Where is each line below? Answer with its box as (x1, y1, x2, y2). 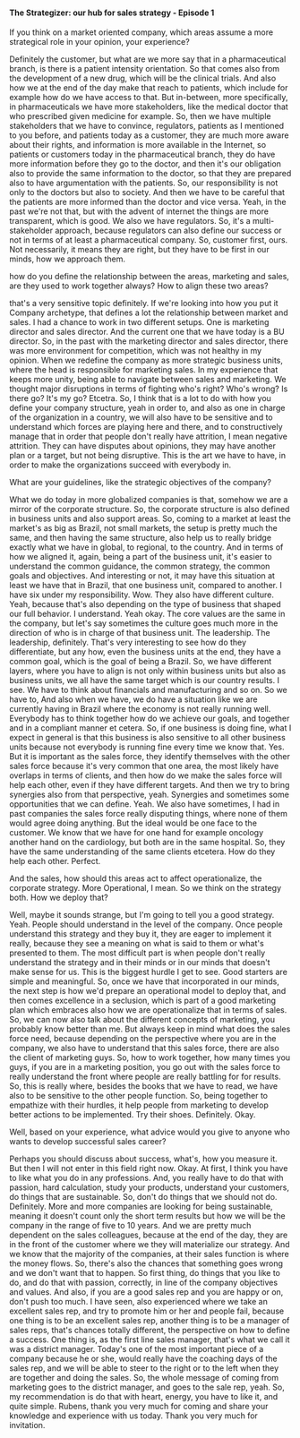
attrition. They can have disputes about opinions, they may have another (9, 441, 276, 451)
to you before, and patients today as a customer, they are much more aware (9, 130, 289, 141)
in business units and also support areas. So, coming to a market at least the (9, 513, 291, 524)
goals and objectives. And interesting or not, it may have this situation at (9, 570, 276, 581)
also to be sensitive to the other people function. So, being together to (9, 1091, 269, 1101)
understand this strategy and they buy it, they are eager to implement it (9, 929, 272, 939)
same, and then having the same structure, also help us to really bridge (9, 533, 271, 544)
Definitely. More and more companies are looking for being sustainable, (9, 1201, 273, 1212)
